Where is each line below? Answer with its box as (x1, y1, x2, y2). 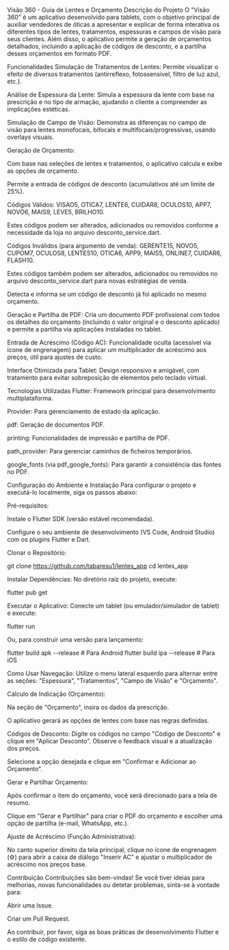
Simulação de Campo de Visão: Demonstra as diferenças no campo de (7, 118, 206, 126)
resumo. (7, 799, 31, 807)
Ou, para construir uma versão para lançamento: (7, 636, 144, 643)
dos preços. (7, 745, 41, 752)
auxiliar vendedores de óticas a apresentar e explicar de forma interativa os (7, 21, 220, 28)
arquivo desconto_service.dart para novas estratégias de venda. (7, 277, 189, 285)
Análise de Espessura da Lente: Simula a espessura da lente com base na (7, 90, 215, 99)
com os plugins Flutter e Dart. (7, 536, 91, 543)
